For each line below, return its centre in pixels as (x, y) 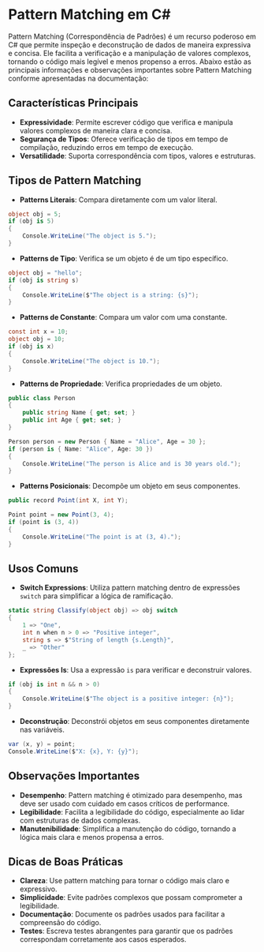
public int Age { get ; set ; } (72, 420)
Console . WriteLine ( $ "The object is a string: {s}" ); (111, 295)
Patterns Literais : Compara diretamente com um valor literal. (119, 200)
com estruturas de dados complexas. (80, 820)
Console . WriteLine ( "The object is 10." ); (91, 361)
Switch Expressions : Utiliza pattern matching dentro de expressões (130, 588)
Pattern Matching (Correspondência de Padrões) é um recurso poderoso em (132, 36)
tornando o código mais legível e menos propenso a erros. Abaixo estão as (130, 62)
